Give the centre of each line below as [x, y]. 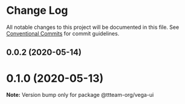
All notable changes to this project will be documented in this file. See [93, 27]
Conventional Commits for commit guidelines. [63, 33]
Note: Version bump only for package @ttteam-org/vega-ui [80, 95]
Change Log [37, 11]
